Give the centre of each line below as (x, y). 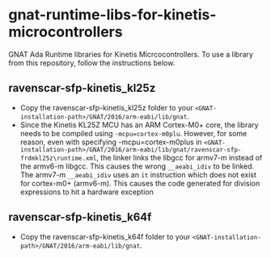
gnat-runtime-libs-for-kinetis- (112, 15)
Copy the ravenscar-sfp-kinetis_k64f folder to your (105, 236)
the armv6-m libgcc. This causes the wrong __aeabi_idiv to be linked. (137, 166)
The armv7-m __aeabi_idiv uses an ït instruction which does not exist (138, 174)
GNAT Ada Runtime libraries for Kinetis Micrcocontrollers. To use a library (131, 54)
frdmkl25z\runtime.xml (58, 158)
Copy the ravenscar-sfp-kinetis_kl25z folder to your (106, 107)
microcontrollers (66, 32)
